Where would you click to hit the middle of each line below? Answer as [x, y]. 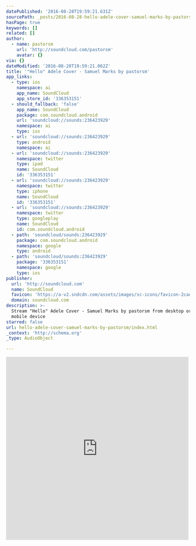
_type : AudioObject [30, 338]
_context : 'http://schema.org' [44, 333]
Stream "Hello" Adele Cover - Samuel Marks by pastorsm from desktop [97, 311]
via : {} [15, 60]
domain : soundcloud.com [40, 300]
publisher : [19, 278]
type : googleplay [38, 219]
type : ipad [30, 164]
